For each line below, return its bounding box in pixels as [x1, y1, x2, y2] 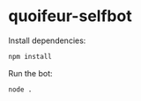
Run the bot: [8, 68, 54, 78]
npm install [8, 52, 52, 61]
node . [8, 85, 33, 94]
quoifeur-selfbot [8, 6, 133, 26]
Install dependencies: [8, 35, 86, 46]
